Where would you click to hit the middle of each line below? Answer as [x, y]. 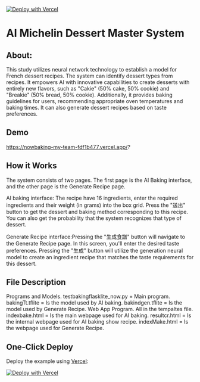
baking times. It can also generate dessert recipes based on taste [86, 108]
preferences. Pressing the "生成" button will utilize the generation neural [95, 250]
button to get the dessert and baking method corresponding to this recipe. [97, 212]
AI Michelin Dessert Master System [95, 33]
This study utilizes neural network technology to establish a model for [92, 69]
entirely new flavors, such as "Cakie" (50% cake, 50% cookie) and [88, 88]
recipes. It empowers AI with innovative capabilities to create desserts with [98, 82]
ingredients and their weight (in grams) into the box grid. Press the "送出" [96, 205]
